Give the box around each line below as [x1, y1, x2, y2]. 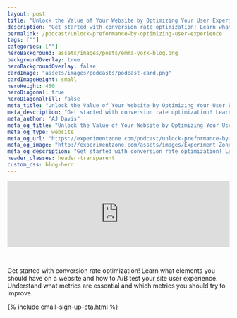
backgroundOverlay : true [7, 56, 80, 63]
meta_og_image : [7, 142, 52, 149]
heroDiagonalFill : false [7, 96, 80, 103]
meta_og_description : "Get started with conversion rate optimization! [7, 148, 222, 155]
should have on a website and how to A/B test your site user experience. [7, 274, 218, 282]
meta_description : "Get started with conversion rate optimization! [7, 109, 213, 116]
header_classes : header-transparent [7, 154, 115, 162]
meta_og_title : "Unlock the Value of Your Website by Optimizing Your [7, 121, 219, 129]
